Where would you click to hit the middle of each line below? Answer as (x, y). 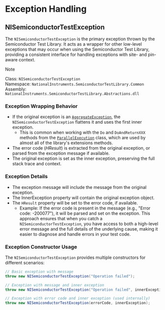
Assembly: (16, 89)
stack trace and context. (37, 164)
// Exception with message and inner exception (55, 285)
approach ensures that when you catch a (61, 218)
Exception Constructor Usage (41, 247)
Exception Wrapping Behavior (41, 106)
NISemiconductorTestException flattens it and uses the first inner (77, 122)
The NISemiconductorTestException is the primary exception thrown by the (80, 39)
